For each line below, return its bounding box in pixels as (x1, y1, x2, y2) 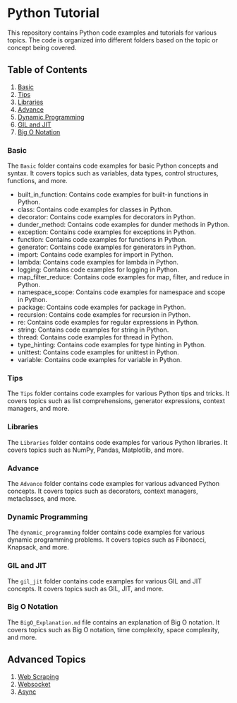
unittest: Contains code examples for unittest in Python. (17, 348, 179, 356)
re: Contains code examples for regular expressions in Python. (17, 318, 199, 327)
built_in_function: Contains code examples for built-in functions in (17, 190, 209, 199)
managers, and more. (7, 405, 70, 413)
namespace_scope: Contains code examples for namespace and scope (17, 288, 226, 296)
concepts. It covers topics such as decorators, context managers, (7, 487, 199, 495)
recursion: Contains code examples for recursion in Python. (17, 310, 191, 319)
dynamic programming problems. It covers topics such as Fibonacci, (7, 535, 207, 544)
